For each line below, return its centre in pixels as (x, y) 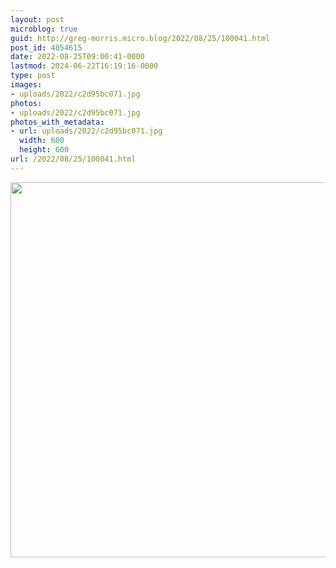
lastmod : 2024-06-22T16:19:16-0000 (84, 66)
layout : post (37, 19)
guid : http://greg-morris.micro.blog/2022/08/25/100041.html (140, 38)
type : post (33, 76)
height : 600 (44, 150)
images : (26, 85)
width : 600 (42, 141)
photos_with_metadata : (57, 122)
